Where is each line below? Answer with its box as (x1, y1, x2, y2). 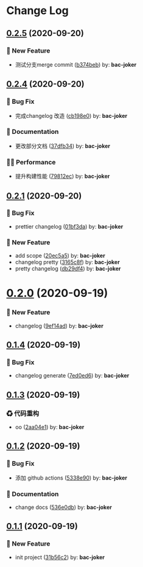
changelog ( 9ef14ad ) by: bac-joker (15, 322, 103, 329)
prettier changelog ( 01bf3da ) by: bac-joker (15, 222, 124, 230)
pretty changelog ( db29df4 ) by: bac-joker (15, 265, 121, 273)
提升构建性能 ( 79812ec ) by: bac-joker (15, 172, 110, 180)
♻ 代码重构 (6, 409, 40, 417)
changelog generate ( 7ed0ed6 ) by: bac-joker (15, 372, 130, 379)
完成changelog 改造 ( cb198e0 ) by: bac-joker (15, 112, 128, 119)
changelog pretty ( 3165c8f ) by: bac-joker (15, 258, 120, 266)
